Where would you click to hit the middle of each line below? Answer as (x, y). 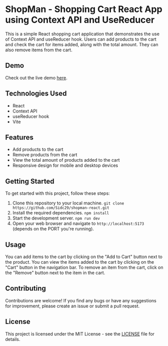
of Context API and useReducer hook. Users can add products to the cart (81, 39)
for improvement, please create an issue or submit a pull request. (72, 306)
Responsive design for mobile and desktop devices (65, 165)
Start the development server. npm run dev (56, 218)
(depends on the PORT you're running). (53, 229)
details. (13, 339)
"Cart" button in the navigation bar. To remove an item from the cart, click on (85, 267)
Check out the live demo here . (36, 78)
